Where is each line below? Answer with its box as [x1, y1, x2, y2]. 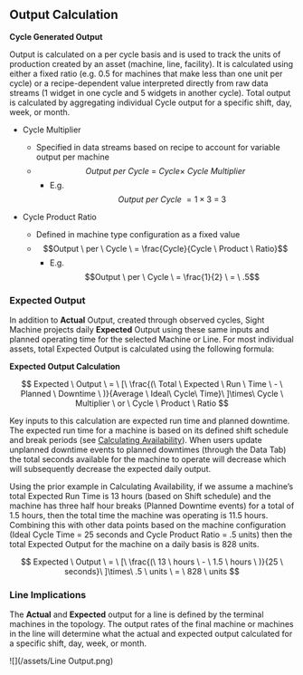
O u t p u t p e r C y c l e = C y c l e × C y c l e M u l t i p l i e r [85, 165, 246, 176]
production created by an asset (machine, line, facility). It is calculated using [9, 58, 294, 69]
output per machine [35, 151, 110, 162]
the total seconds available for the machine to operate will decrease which [9, 454, 287, 465]
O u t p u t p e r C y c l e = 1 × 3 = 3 [118, 194, 227, 205]
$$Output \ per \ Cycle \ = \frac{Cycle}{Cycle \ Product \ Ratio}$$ [43, 243, 289, 254]
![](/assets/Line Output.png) [9, 656, 114, 667]
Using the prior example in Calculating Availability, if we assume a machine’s [9, 481, 294, 492]
